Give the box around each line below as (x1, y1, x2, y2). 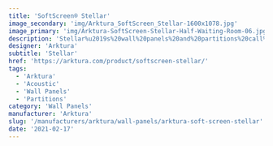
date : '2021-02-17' (8, 125, 75, 133)
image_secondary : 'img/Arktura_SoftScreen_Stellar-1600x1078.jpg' (8, 19, 238, 28)
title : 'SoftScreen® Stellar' (8, 11, 111, 20)
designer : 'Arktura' (8, 42, 79, 50)
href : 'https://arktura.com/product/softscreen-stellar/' (8, 58, 209, 66)
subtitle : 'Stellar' (8, 49, 79, 58)
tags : (8, 65, 27, 73)
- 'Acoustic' (15, 79, 60, 88)
